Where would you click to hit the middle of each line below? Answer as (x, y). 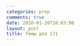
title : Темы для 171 (32, 34)
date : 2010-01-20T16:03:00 (40, 23)
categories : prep (28, 12)
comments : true (25, 17)
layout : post (23, 28)
